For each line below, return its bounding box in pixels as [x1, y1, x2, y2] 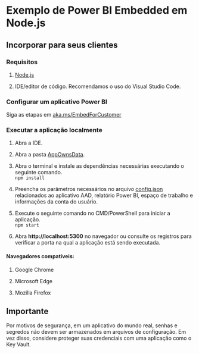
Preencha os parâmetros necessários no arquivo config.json [14, 186, 163, 193]
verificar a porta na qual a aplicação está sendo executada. [14, 239, 161, 246]
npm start [14, 223, 40, 228]
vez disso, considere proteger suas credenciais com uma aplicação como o [6, 334, 192, 342]
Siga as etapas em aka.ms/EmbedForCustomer [6, 111, 122, 118]
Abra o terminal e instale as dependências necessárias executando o [14, 162, 185, 170]
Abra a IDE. [14, 139, 43, 146]
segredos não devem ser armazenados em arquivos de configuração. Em [6, 328, 186, 336]
